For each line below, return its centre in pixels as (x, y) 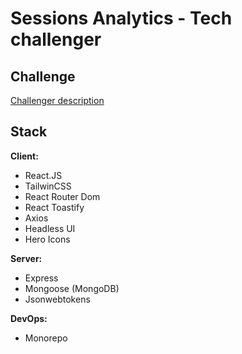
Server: (26, 258)
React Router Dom (62, 196)
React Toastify (54, 207)
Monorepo (46, 338)
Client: (24, 156)
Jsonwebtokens (57, 299)
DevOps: (29, 318)
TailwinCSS (48, 186)
